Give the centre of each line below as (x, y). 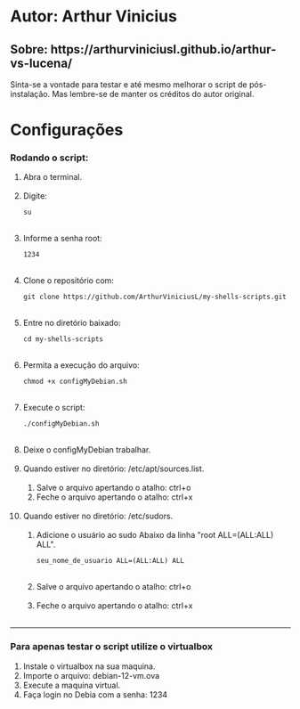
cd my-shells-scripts (63, 339)
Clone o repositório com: (69, 281)
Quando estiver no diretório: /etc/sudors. (98, 516)
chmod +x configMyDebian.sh (75, 382)
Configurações (67, 130)
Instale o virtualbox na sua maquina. (89, 666)
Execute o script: (54, 408)
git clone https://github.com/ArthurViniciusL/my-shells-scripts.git (155, 297)
